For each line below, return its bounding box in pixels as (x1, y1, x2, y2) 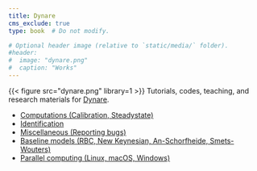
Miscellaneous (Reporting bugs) (19, 127, 126, 137)
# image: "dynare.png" (8, 56, 89, 65)
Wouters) (19, 144, 51, 154)
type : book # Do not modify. (8, 27, 110, 35)
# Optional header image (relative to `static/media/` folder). (8, 41, 229, 49)
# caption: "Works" (8, 64, 78, 73)
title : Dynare (8, 11, 56, 20)
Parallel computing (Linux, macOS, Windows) (19, 152, 171, 162)
